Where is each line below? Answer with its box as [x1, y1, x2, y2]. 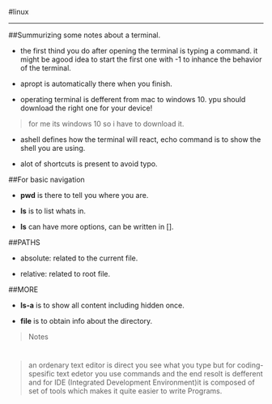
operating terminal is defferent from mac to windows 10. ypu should [19, 95, 246, 104]
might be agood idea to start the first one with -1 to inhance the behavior [19, 54, 262, 64]
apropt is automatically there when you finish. [19, 79, 172, 88]
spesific [28, 369, 55, 379]
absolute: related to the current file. [19, 253, 138, 263]
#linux [8, 7, 29, 16]
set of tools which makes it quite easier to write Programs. [28, 386, 223, 396]
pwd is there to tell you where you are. [19, 191, 149, 200]
